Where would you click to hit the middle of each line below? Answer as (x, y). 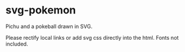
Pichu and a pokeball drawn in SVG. (49, 26)
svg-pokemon (41, 10)
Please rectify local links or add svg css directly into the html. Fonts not (92, 37)
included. (17, 44)
